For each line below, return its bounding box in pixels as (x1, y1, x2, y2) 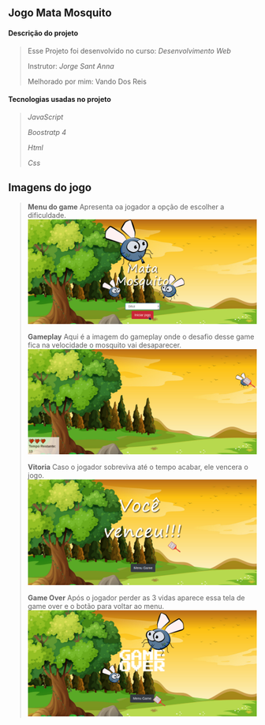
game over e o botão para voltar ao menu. (27, 602, 165, 611)
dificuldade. (27, 210, 67, 220)
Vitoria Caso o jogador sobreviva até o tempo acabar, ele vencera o (27, 462, 248, 472)
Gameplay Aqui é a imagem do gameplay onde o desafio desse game (27, 332, 255, 341)
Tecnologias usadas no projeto (8, 95, 112, 104)
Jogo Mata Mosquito (8, 6, 112, 20)
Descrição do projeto (8, 28, 79, 38)
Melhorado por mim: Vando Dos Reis (27, 77, 147, 86)
